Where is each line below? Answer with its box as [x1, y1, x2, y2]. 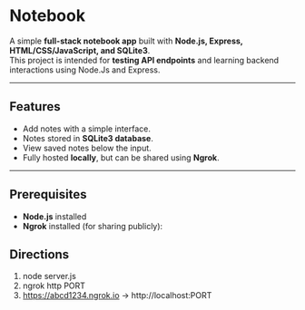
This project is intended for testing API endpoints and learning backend [9, 54, 280, 65]
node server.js [22, 271, 77, 282]
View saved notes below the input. [22, 142, 152, 153]
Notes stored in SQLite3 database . [22, 132, 154, 143]
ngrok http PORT [22, 280, 86, 291]
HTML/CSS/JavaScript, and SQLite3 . [9, 44, 151, 55]
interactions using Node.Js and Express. [9, 64, 161, 75]
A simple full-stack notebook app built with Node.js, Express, [9, 35, 243, 46]
